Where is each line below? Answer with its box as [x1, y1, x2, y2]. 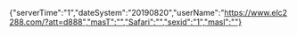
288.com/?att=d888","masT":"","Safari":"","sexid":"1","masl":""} [9, 17, 243, 27]
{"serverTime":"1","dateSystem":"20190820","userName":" [9, 8, 225, 18]
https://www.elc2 [224, 8, 288, 18]
